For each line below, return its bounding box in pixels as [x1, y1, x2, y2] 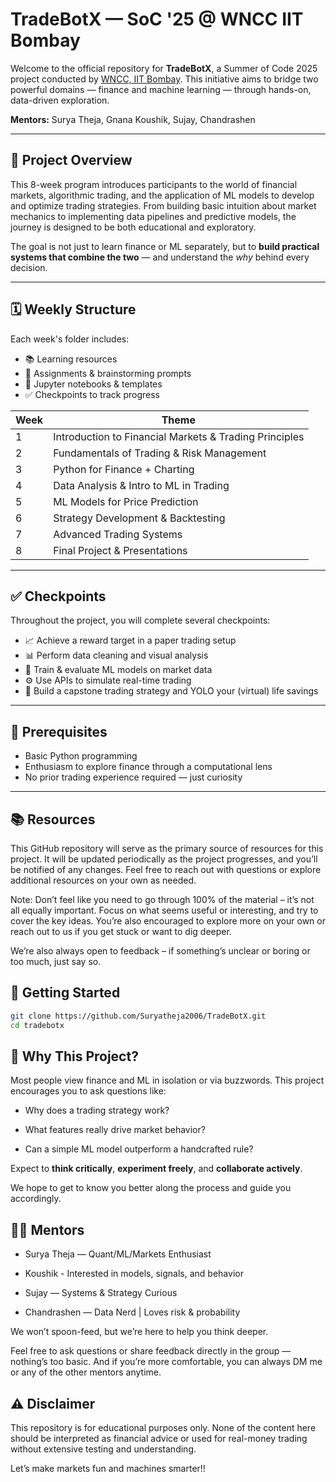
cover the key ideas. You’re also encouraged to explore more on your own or [10, 915, 326, 927]
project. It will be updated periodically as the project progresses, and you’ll [10, 853, 318, 865]
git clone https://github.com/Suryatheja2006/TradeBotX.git [10, 1011, 267, 1021]
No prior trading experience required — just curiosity [24, 771, 243, 783]
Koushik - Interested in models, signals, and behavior [24, 1268, 244, 1280]
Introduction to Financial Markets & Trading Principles [53, 429, 305, 443]
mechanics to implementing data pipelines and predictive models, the [10, 210, 297, 222]
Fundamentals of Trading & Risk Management [53, 446, 267, 460]
